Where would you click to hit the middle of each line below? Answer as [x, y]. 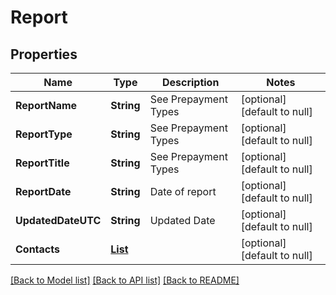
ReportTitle [42, 163]
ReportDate [43, 191]
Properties [44, 54]
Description [190, 82]
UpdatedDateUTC [58, 220]
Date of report [183, 191]
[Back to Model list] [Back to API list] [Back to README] [125, 280]
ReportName [46, 105]
